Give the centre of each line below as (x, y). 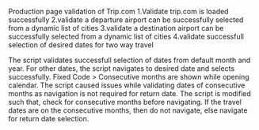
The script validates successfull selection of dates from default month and (129, 60)
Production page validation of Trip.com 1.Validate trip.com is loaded (118, 11)
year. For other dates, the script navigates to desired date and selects (122, 69)
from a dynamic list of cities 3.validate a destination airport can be (116, 28)
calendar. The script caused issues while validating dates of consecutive (127, 85)
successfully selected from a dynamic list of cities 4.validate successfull (126, 36)
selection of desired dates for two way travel (81, 45)
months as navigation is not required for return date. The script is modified (130, 93)
